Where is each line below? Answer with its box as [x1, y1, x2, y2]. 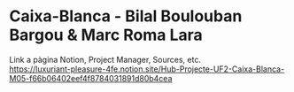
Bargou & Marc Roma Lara [9, 25, 204, 45]
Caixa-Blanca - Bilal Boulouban [9, 6, 243, 27]
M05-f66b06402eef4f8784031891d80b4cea [9, 73, 173, 83]
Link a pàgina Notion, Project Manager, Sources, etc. [9, 54, 202, 65]
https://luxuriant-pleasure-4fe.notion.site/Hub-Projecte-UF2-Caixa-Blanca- [9, 64, 285, 74]
